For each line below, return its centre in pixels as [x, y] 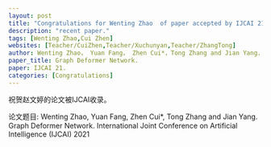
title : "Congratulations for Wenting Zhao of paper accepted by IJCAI [131, 23]
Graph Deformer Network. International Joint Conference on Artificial [123, 125]
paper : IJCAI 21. [38, 68]
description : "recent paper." [59, 31]
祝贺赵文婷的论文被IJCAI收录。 [60, 99]
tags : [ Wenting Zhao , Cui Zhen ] [61, 38]
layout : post [30, 16]
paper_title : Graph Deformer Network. [73, 61]
